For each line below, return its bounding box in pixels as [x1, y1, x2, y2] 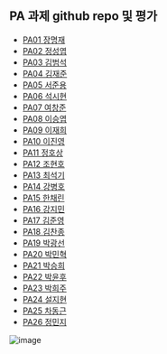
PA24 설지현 [22, 293, 68, 304]
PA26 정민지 [22, 316, 68, 327]
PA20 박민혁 [22, 248, 68, 259]
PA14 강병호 [22, 181, 66, 191]
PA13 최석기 [22, 170, 65, 181]
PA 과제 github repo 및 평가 [9, 8, 158, 24]
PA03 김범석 [22, 57, 68, 68]
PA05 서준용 [22, 79, 68, 90]
